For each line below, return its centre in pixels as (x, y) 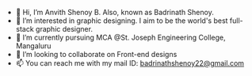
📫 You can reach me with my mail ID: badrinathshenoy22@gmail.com (130, 63)
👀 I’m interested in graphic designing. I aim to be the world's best (122, 21)
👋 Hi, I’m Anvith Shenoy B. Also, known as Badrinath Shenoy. (115, 12)
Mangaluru (33, 46)
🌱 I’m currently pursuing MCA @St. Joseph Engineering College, (120, 37)
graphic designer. (64, 29)
